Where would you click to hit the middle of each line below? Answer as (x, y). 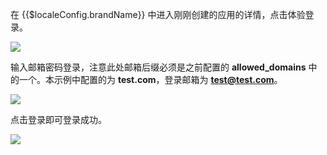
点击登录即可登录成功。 (58, 119)
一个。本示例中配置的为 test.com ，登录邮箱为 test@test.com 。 (150, 79)
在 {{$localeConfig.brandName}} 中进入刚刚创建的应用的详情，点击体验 (158, 14)
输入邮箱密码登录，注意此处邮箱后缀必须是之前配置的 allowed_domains (158, 67)
